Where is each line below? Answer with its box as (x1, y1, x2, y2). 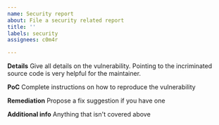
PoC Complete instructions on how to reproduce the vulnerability (7, 83, 196, 91)
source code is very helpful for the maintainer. (7, 70, 142, 78)
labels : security (7, 29, 58, 37)
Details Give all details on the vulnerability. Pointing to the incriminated (7, 62, 213, 70)
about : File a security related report (7, 17, 125, 24)
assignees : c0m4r (7, 37, 58, 44)
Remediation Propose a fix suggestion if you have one (7, 96, 165, 105)
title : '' (7, 23, 37, 30)
